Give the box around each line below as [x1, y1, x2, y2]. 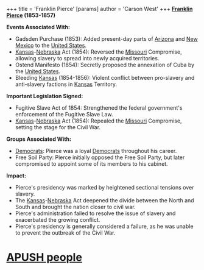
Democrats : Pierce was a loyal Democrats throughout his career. [15, 147, 177, 154]
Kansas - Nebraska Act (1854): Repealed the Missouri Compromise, [15, 117, 182, 124]
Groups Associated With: [6, 135, 72, 143]
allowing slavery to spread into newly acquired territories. [15, 55, 160, 62]
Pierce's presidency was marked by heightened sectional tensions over [15, 184, 194, 191]
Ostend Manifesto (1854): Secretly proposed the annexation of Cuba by [15, 61, 195, 68]
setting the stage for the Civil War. [15, 124, 101, 130]
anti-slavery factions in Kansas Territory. [15, 80, 118, 88]
